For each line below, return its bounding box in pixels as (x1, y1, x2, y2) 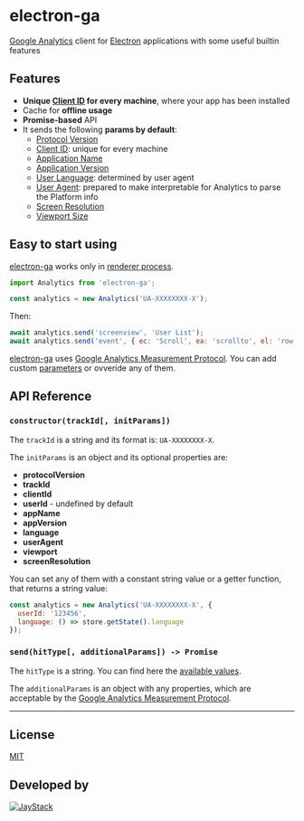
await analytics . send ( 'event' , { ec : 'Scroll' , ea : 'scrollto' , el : (9, 336, 273, 346)
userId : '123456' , (17, 609, 88, 618)
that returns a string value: (9, 582, 109, 593)
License (9, 727, 55, 742)
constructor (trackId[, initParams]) (9, 416, 171, 426)
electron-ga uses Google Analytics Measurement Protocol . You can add (9, 354, 278, 364)
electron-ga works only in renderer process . (9, 260, 175, 271)
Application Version (35, 162, 109, 173)
